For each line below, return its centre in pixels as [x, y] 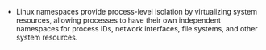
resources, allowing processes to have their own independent [118, 20]
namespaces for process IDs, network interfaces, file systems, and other [137, 29]
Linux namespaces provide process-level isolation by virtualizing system [137, 12]
